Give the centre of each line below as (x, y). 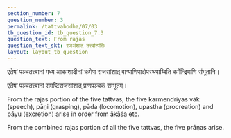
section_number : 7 (34, 13)
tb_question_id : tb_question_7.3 (55, 33)
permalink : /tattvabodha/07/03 (52, 26)
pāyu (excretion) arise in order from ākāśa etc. (74, 114)
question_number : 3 (35, 20)
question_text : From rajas (46, 39)
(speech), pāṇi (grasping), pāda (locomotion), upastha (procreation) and (110, 106)
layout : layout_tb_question (48, 52)
